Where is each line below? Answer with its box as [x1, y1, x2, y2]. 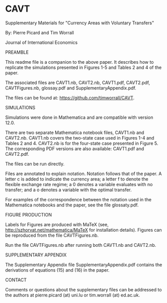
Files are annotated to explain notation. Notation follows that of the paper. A [5, 170, 162, 177]
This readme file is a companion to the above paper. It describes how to [5, 59, 154, 65]
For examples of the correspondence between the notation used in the [5, 196, 152, 202]
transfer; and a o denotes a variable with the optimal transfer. [5, 187, 132, 193]
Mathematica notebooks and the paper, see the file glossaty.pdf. [5, 202, 139, 208]
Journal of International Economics [5, 39, 78, 46]
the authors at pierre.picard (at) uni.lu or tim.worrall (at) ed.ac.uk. [5, 292, 140, 298]
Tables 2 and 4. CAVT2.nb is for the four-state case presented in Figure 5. [5, 140, 158, 146]
